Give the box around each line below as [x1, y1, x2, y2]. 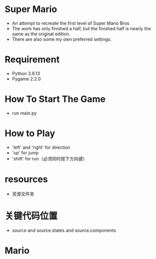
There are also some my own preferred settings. [12, 36, 112, 42]
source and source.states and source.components [12, 227, 116, 233]
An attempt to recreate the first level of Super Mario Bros [12, 20, 130, 26]
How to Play [5, 128, 56, 139]
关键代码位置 [5, 210, 58, 222]
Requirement [5, 54, 60, 65]
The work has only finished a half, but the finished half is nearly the [12, 25, 151, 31]
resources [5, 174, 48, 185]
